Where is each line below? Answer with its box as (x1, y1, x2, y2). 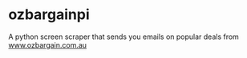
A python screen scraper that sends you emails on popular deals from (8, 32, 239, 41)
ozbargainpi (8, 6, 90, 24)
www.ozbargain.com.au (8, 40, 87, 49)
